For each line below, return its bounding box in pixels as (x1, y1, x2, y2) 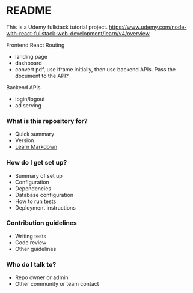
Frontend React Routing (6, 41, 65, 49)
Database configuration (14, 191, 74, 198)
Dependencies (14, 184, 52, 192)
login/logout (14, 95, 45, 103)
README (6, 4, 52, 17)
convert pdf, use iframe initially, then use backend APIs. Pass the (14, 65, 176, 73)
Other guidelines (14, 245, 57, 252)
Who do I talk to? (6, 260, 57, 268)
